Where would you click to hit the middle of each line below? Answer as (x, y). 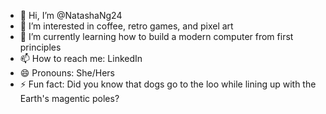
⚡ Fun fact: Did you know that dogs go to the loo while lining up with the (168, 84)
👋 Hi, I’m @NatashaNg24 (71, 15)
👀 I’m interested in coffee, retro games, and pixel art (126, 26)
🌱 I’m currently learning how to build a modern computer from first (156, 36)
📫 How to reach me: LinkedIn (81, 58)
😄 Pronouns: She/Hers (67, 73)
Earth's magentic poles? (69, 98)
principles (40, 47)
